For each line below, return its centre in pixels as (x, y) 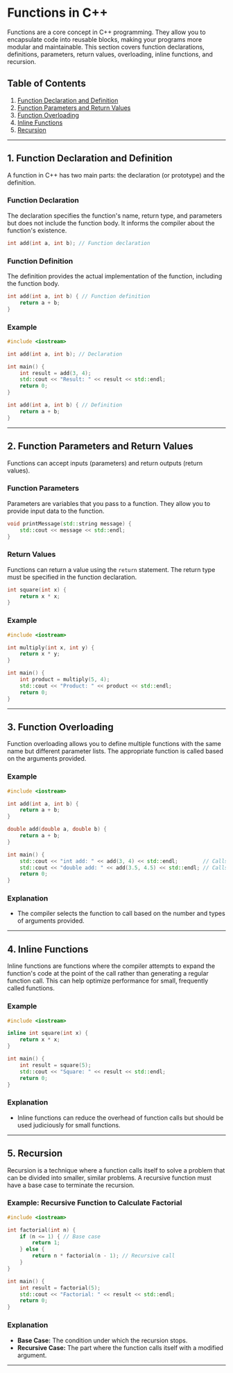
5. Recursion (35, 1153)
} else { (32, 1249)
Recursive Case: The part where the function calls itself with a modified (120, 1347)
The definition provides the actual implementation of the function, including (115, 276)
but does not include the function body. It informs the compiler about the (111, 223)
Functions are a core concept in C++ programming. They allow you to (106, 32)
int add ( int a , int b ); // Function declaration (79, 243)
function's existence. (37, 230)
